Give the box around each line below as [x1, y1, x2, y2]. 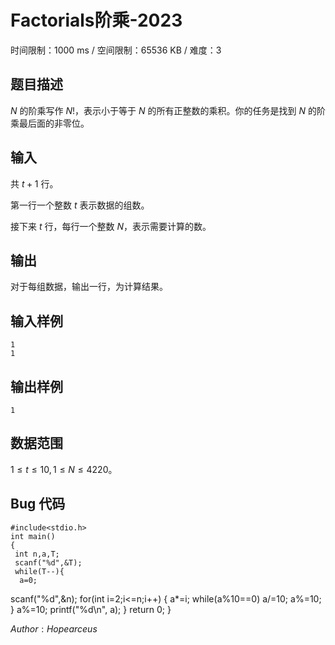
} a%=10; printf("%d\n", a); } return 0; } [10, 603, 172, 615]
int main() [10, 531, 56, 541]
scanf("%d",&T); [14, 557, 83, 568]
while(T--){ [14, 566, 65, 576]
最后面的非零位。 [18, 117, 90, 129]
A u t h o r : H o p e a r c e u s [10, 622, 98, 635]
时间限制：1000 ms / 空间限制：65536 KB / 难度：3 [10, 44, 222, 56]
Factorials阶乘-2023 [10, 9, 183, 32]
